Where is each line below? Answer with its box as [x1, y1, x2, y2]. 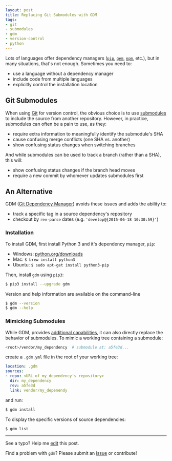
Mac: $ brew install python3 [12, 256, 75, 262]
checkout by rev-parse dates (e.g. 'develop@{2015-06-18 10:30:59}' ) [12, 216, 159, 222]
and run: [5, 397, 23, 403]
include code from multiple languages [12, 75, 93, 82]
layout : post [5, 7, 33, 13]
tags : [5, 17, 17, 22]
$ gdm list [5, 426, 29, 431]
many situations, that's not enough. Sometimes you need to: [5, 60, 132, 67]
